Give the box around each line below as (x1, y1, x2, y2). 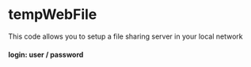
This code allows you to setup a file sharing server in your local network (8, 32, 243, 41)
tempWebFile (8, 6, 97, 24)
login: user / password (8, 50, 84, 59)
